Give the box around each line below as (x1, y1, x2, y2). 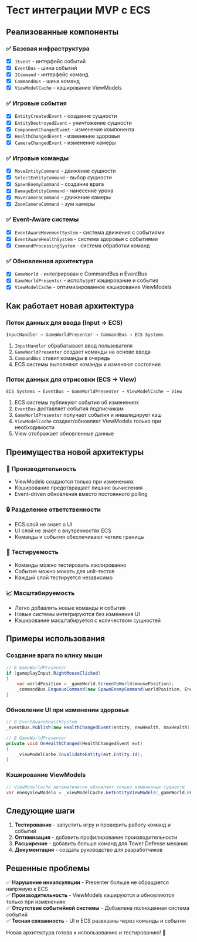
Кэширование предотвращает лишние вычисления (14, 484, 143, 491)
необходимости (14, 424, 55, 431)
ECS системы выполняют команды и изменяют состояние (14, 361, 161, 368)
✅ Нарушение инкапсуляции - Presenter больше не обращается (6, 879, 169, 886)
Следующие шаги (6, 805, 75, 815)
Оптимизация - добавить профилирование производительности (14, 834, 178, 841)
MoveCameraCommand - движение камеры (14, 194, 111, 201)
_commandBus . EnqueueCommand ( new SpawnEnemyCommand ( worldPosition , (16, 686, 182, 692)
